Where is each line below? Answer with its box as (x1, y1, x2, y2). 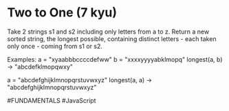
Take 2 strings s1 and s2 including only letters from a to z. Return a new (7, 27, 210, 36)
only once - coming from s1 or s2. (7, 42, 103, 50)
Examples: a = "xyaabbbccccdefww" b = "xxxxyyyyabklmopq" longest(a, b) (7, 55, 223, 63)
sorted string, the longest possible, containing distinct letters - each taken (7, 34, 217, 42)
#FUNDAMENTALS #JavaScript (7, 96, 96, 104)
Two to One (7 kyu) (7, 5, 118, 21)
